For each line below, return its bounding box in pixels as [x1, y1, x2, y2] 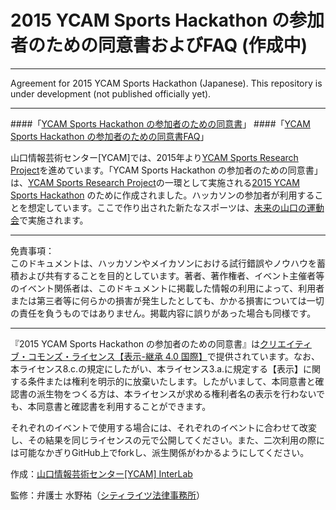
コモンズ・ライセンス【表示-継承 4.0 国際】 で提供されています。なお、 [27, 350, 321, 362]
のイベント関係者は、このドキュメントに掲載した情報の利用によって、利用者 [10, 282, 325, 294]
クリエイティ [259, 337, 312, 350]
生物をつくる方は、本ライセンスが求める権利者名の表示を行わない [44, 387, 317, 400]
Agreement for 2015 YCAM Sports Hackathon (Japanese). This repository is [10, 77, 323, 89]
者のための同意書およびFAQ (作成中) [10, 34, 308, 57]
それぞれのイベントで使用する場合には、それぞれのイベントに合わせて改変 [10, 421, 317, 433]
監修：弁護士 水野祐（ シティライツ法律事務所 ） [10, 489, 206, 501]
